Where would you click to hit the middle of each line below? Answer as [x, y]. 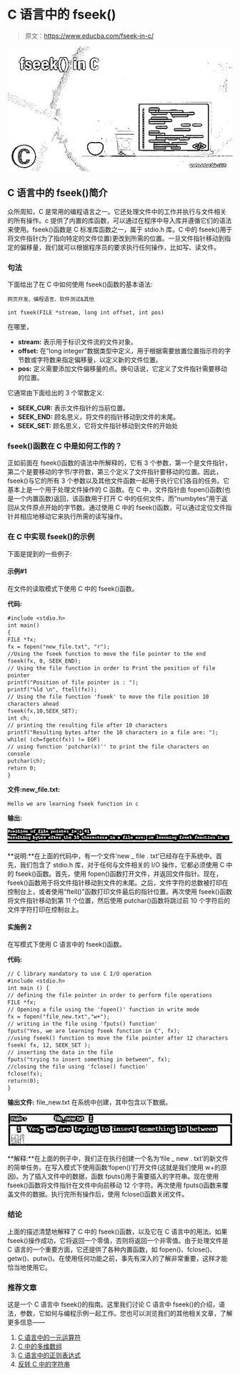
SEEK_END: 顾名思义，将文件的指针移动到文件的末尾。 [99, 417]
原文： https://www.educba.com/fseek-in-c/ [89, 36]
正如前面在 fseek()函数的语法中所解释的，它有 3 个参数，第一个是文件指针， [119, 463]
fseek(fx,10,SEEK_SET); [43, 711]
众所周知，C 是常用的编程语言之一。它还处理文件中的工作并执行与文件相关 [117, 211]
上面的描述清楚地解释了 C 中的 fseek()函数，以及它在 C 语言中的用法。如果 [117, 1232]
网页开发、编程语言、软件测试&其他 [51, 299]
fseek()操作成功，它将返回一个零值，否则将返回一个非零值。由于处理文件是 [118, 1240]
